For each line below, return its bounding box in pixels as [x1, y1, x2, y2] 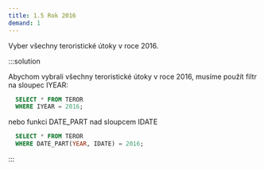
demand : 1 [8, 19, 41, 27]
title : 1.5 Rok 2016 [8, 11, 77, 20]
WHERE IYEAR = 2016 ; [15, 102, 83, 111]
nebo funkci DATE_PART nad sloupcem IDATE [8, 117, 158, 127]
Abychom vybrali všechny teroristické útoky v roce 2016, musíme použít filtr [8, 71, 257, 81]
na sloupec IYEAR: [8, 80, 69, 90]
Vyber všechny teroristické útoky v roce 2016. [8, 41, 159, 50]
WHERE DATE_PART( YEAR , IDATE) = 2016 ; [15, 140, 145, 148]
